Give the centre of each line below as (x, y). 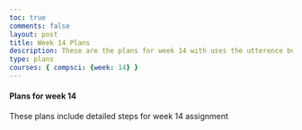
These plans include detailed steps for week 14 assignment (119, 117)
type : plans (31, 59)
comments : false (40, 26)
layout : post (34, 34)
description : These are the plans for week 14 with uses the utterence (146, 51)
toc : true (28, 17)
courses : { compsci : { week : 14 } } (74, 68)
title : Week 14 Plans (50, 43)
